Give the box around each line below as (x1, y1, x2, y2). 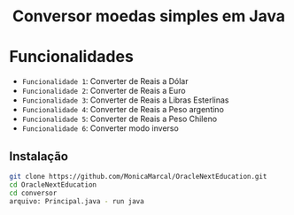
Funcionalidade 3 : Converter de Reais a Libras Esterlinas (21, 95, 229, 105)
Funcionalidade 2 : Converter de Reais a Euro (21, 86, 186, 96)
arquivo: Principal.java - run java (9, 196, 144, 205)
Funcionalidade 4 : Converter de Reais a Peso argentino (21, 104, 224, 115)
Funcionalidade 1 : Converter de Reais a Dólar (21, 76, 189, 87)
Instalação (9, 149, 69, 164)
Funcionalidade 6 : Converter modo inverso (21, 123, 179, 134)
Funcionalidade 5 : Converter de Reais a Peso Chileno (21, 113, 218, 125)
